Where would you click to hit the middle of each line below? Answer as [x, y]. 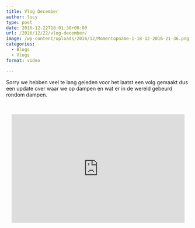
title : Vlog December [32, 11]
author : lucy [22, 17]
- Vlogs [21, 55]
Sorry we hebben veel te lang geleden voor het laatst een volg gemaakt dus [97, 82]
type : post [19, 22]
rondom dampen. [27, 95]
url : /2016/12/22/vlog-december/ [47, 33]
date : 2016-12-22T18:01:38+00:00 [47, 28]
